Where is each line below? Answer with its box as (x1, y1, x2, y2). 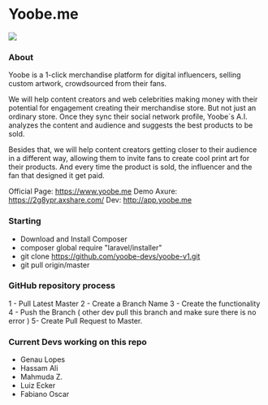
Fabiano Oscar (19, 390, 70, 399)
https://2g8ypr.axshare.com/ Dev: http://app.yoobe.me (8, 195, 192, 205)
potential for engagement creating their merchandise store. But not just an (8, 103, 257, 113)
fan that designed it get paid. (8, 171, 106, 181)
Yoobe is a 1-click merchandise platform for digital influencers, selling (8, 70, 241, 80)
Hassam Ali (19, 364, 58, 373)
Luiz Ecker (19, 381, 56, 390)
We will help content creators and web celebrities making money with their (8, 94, 258, 104)
